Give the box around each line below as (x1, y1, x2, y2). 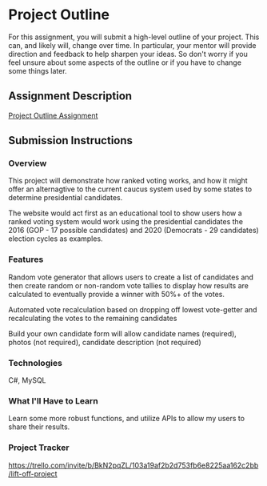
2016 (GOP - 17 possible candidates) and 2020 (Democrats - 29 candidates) (8, 226, 260, 235)
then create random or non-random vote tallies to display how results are (8, 280, 249, 290)
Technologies (8, 357, 62, 368)
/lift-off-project (8, 468, 58, 478)
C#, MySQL (8, 376, 46, 385)
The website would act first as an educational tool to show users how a (8, 208, 242, 218)
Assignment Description (8, 90, 133, 103)
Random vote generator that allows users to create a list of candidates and (8, 272, 254, 282)
